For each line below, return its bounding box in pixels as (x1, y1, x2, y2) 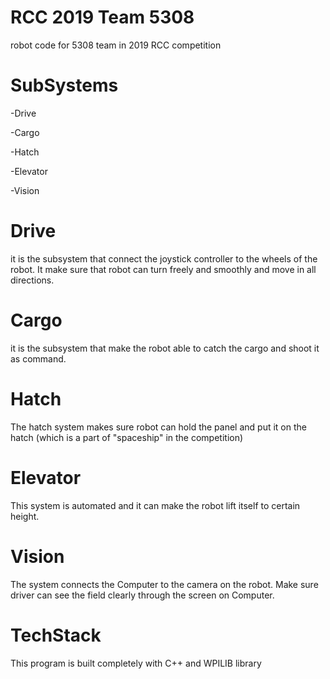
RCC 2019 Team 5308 (10, 6, 195, 29)
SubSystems (10, 74, 119, 97)
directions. (10, 274, 55, 286)
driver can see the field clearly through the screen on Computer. (10, 589, 275, 601)
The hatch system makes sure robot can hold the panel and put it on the (10, 421, 307, 433)
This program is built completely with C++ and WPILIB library (10, 657, 262, 669)
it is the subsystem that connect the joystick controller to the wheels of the (10, 252, 318, 265)
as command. (10, 352, 67, 365)
